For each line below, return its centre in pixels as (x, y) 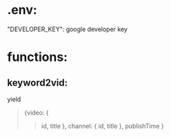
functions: (37, 57)
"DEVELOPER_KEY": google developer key (67, 29)
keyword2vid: (37, 83)
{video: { (37, 112)
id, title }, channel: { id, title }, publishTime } (102, 126)
